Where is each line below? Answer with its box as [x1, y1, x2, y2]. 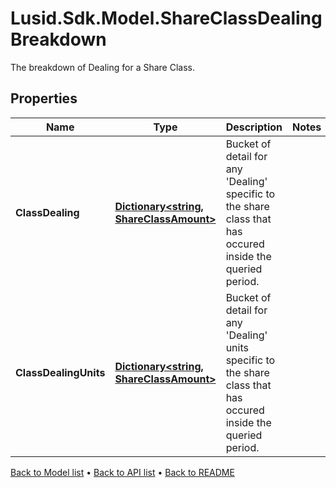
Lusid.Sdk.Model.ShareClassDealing [10, 7, 323, 30]
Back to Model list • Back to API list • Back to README [10, 466, 235, 478]
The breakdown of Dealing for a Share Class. [10, 61, 196, 73]
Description [225, 120, 283, 134]
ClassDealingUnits [15, 365, 106, 379]
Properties [10, 90, 78, 107]
